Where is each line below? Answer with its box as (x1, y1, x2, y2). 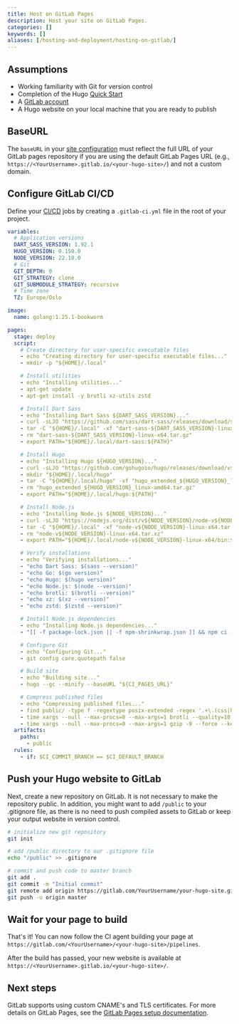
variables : (7, 228, 40, 235)
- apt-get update (20, 385, 72, 392)
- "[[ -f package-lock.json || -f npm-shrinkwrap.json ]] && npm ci (20, 628, 228, 636)
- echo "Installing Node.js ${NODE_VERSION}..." (20, 510, 167, 517)
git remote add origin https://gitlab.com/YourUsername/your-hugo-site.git (7, 887, 237, 894)
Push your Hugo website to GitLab (7, 773, 161, 785)
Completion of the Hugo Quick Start (17, 90, 123, 98)
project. (7, 214, 31, 223)
